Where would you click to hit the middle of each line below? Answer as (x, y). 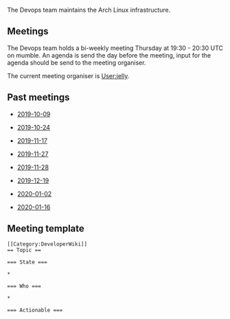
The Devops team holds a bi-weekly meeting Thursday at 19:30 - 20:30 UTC (115, 48)
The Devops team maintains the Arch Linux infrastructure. (89, 10)
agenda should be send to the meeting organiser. (77, 62)
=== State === (27, 262)
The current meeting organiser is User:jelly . (68, 75)
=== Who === (24, 286)
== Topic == (24, 250)
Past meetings (38, 98)
